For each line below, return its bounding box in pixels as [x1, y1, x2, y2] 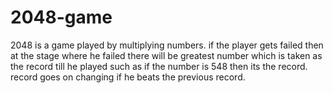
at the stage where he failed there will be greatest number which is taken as [10, 49, 323, 61]
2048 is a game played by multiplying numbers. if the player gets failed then [10, 39, 324, 51]
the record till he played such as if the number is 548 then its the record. [10, 60, 308, 72]
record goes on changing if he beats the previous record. [10, 71, 246, 83]
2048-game [10, 6, 113, 29]
